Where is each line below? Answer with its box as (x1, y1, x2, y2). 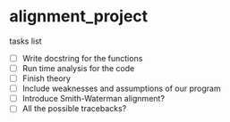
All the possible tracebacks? (21, 103, 127, 114)
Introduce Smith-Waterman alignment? (21, 94, 166, 104)
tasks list (9, 36, 42, 46)
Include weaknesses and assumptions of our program (21, 83, 221, 94)
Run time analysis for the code (21, 63, 135, 73)
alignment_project (9, 6, 149, 27)
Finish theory (21, 73, 72, 84)
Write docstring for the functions (21, 53, 143, 63)
